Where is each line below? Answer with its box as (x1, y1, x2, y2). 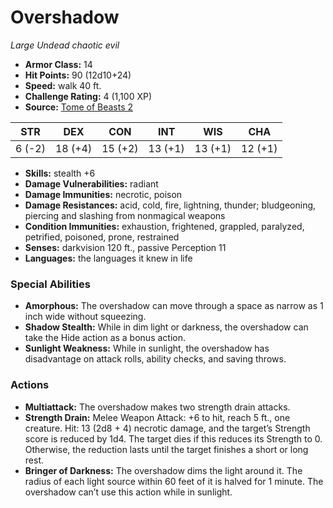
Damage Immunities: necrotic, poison (24, 188, 183, 200)
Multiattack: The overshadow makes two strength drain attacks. (24, 401, 291, 413)
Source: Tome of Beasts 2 (24, 101, 134, 113)
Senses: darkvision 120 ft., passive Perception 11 (24, 241, 227, 253)
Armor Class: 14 (24, 58, 93, 70)
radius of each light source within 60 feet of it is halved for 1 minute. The (24, 475, 324, 487)
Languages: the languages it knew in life (24, 252, 193, 264)
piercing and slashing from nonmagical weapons (24, 209, 226, 221)
